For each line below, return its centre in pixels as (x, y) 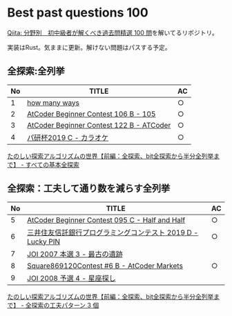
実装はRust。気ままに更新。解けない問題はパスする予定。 (89, 47)
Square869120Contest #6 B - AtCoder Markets (105, 266)
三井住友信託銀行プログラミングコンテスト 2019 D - (113, 233)
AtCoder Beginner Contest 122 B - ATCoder (99, 125)
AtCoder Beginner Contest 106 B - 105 (91, 114)
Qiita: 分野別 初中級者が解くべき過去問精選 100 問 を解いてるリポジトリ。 (113, 32)
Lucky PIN (44, 241)
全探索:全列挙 (36, 71)
